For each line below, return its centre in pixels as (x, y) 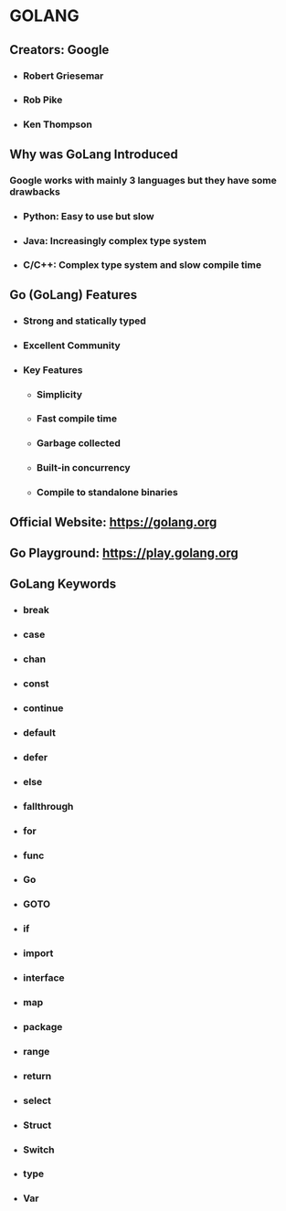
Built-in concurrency (83, 468)
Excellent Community (71, 345)
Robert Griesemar (63, 76)
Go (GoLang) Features (74, 295)
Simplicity (59, 394)
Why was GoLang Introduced (94, 154)
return (37, 1076)
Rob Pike (42, 100)
